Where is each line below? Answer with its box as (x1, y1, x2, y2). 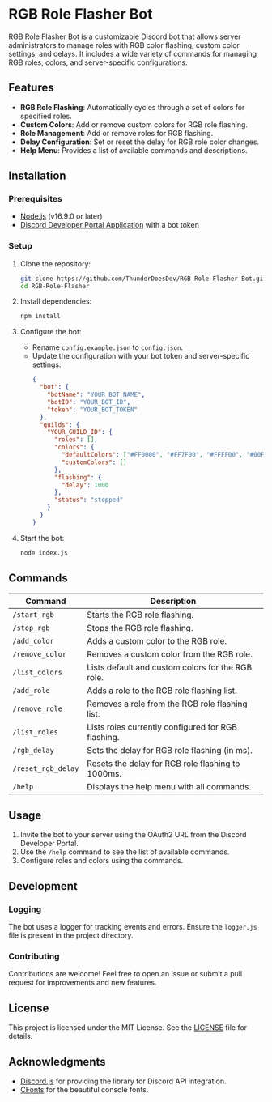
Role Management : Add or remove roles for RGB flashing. (19, 128, 214, 138)
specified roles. (19, 111, 72, 121)
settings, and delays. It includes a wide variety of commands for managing (8, 49, 257, 58)
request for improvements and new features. (8, 977, 157, 988)
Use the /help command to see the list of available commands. (19, 847, 230, 857)
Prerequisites (8, 194, 62, 205)
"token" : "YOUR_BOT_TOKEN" (47, 406, 138, 414)
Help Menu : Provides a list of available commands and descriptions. (19, 145, 248, 155)
